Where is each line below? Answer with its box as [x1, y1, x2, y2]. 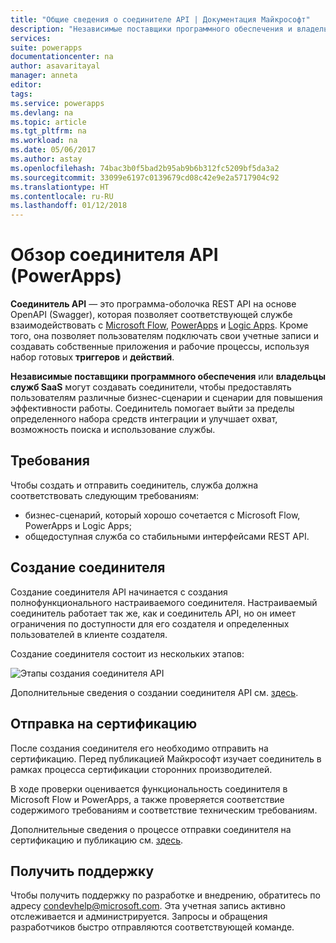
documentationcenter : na [10, 52, 114, 62]
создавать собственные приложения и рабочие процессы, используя [10, 341, 310, 353]
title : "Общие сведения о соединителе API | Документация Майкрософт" [10, 14, 311, 25]
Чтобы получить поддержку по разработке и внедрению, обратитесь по [10, 889, 321, 901]
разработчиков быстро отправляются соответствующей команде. [10, 921, 295, 933]
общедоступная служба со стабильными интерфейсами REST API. [24, 530, 310, 542]
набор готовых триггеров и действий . [10, 351, 175, 363]
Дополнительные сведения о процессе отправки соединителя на [10, 823, 292, 835]
